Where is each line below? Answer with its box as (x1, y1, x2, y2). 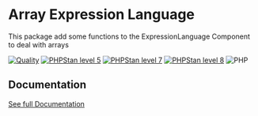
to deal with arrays (8, 39, 70, 49)
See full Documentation (8, 99, 85, 108)
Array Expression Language (8, 6, 195, 24)
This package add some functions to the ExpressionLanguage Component (8, 32, 251, 41)
